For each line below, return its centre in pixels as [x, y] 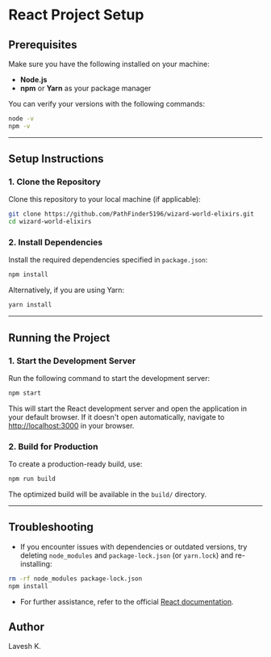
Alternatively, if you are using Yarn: [67, 290]
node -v [21, 119]
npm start [25, 393]
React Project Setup [76, 15]
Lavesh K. [25, 647]
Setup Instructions [56, 159]
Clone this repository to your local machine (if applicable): [105, 199]
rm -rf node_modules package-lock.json [75, 579]
